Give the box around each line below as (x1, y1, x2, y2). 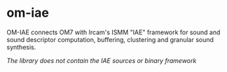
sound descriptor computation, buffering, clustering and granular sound (6, 35, 214, 43)
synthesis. (6, 43, 36, 51)
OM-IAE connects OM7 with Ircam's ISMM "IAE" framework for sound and (6, 28, 221, 36)
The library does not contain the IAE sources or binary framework (6, 56, 197, 64)
